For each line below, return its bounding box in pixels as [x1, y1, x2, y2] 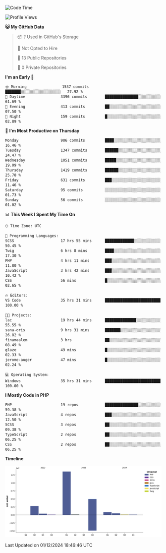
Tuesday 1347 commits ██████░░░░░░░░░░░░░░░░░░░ [5, 148, 161, 153]
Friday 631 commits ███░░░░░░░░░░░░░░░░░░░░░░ [5, 178, 161, 183]
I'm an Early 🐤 [5, 74, 34, 80]
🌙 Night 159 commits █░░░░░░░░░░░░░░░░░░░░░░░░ [5, 114, 161, 119]
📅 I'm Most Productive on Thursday [5, 128, 80, 133]
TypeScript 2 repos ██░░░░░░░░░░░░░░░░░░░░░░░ [5, 432, 161, 437]
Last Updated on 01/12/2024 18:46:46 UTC [5, 542, 93, 548]
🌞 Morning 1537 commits [5, 84, 89, 89]
